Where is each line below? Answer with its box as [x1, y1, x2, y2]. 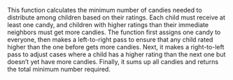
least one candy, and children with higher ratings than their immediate [7, 21, 209, 29]
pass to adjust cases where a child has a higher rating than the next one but [7, 50, 226, 58]
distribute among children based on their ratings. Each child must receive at [7, 13, 226, 22]
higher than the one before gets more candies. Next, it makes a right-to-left [7, 43, 225, 51]
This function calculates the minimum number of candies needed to [7, 6, 202, 14]
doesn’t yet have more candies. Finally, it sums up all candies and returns [7, 58, 219, 65]
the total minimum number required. [7, 65, 111, 73]
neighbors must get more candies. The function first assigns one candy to [7, 28, 221, 36]
